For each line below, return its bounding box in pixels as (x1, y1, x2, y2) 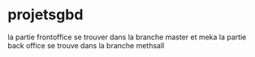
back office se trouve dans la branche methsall (7, 40, 165, 50)
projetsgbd (7, 6, 84, 24)
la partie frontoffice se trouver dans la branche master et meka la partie (7, 32, 247, 42)
